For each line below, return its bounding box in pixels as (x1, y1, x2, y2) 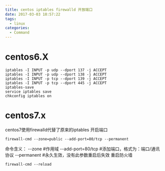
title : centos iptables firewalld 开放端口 (5, 7, 93, 12)
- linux (9, 21, 26, 26)
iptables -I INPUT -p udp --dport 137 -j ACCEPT (5, 68, 107, 72)
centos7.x (5, 110, 46, 121)
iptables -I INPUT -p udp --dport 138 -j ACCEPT (5, 72, 107, 77)
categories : (5, 26, 30, 31)
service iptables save (5, 89, 52, 94)
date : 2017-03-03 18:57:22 (5, 12, 61, 17)
